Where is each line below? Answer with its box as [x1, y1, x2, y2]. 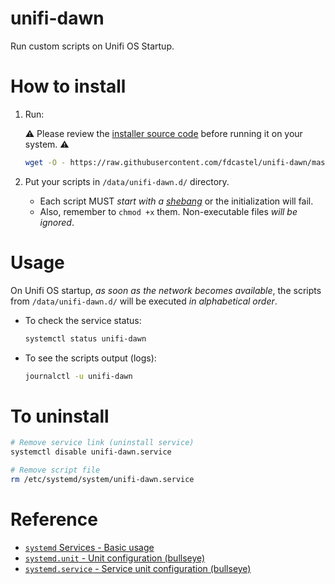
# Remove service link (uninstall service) [10, 438, 195, 448]
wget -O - [24, 157, 67, 167]
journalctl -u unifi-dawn [24, 371, 133, 381]
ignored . [39, 216, 75, 228]
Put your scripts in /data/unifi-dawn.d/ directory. [24, 175, 230, 187]
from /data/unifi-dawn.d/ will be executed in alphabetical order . [10, 295, 278, 307]
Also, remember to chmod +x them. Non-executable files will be [39, 205, 298, 217]
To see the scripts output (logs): [24, 352, 157, 364]
